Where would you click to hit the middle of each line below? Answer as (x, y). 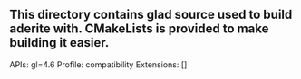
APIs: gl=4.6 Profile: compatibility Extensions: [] (98, 64)
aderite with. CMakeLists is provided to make (139, 29)
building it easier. (59, 43)
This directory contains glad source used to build (151, 15)
